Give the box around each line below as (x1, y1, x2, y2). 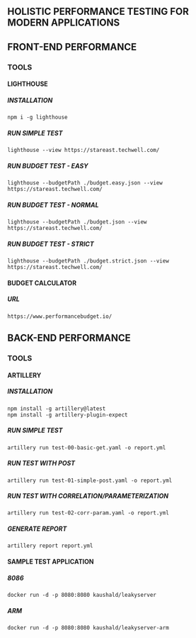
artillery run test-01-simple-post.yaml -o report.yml (7, 477, 173, 484)
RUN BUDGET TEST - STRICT (7, 239, 94, 248)
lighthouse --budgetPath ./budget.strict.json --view (7, 258, 170, 265)
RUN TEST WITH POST (7, 459, 76, 468)
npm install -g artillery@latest (7, 405, 106, 412)
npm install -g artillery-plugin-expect (7, 411, 129, 418)
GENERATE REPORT (7, 524, 67, 533)
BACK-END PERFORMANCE (7, 332, 131, 344)
